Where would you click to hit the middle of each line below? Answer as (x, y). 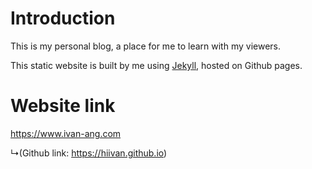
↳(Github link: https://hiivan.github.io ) (89, 153)
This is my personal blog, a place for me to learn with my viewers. (145, 46)
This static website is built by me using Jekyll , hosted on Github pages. (156, 65)
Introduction (63, 18)
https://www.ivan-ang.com (66, 133)
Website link (63, 106)
